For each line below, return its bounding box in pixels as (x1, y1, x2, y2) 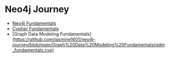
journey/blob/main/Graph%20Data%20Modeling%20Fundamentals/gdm (12, 41, 165, 47)
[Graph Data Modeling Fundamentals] (12, 31, 91, 37)
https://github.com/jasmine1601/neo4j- (14, 36, 95, 42)
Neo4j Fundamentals (12, 20, 57, 26)
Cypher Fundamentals (12, 25, 59, 31)
